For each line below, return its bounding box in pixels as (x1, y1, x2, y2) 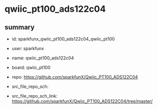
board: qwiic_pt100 (11, 65, 51, 70)
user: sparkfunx (11, 46, 44, 51)
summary (4, 23, 35, 31)
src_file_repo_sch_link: (11, 93, 58, 99)
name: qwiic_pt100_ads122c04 (11, 55, 74, 61)
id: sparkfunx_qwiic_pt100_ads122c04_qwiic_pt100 (11, 36, 115, 42)
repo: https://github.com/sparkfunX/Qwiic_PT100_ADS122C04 (11, 74, 138, 80)
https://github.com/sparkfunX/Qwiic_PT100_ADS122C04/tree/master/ (11, 98, 153, 104)
